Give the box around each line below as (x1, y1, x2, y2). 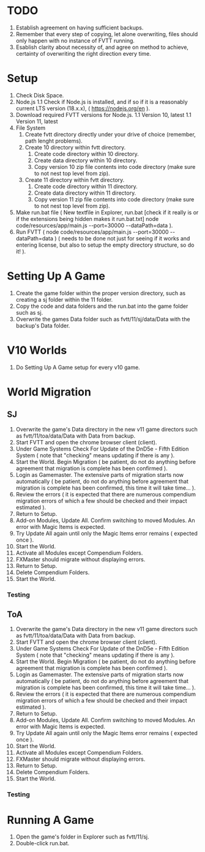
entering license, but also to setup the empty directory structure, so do (15, 241, 195, 248)
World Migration (7, 385, 91, 398)
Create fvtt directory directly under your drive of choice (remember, (24, 130, 196, 138)
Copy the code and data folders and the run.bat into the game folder (15, 302, 188, 310)
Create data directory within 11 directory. (34, 189, 136, 196)
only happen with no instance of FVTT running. (15, 37, 135, 44)
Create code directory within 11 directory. (34, 182, 138, 190)
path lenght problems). (24, 137, 83, 144)
